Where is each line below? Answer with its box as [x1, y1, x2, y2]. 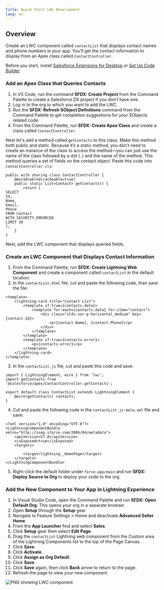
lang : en [5, 12, 23, 17]
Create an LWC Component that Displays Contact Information [5, 253, 155, 260]
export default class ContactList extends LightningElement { [5, 389, 135, 394]
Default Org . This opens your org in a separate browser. [12, 502, 126, 508]
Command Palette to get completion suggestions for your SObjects [12, 112, 148, 118]
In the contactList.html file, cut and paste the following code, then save [12, 280, 158, 286]
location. [12, 274, 31, 280]
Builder [5, 68, 20, 74]
